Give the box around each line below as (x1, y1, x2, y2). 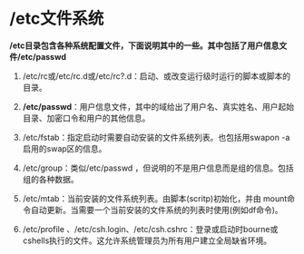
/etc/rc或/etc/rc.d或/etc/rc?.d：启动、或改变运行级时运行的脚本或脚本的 (22, 70, 291, 82)
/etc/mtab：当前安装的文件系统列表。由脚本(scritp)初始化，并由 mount (22, 192, 288, 204)
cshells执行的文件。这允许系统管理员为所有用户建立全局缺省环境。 (22, 235, 272, 246)
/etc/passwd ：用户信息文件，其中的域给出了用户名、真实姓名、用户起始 (22, 101, 295, 112)
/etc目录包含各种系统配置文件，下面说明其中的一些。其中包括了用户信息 (9, 40, 279, 51)
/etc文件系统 (9, 8, 104, 29)
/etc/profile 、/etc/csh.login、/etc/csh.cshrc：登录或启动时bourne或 (22, 223, 279, 234)
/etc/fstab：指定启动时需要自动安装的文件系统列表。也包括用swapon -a (22, 132, 290, 142)
